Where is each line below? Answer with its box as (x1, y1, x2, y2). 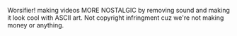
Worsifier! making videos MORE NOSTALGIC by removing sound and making (7, 6, 230, 14)
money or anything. (7, 21, 64, 29)
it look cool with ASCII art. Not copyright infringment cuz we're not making (7, 13, 224, 22)
